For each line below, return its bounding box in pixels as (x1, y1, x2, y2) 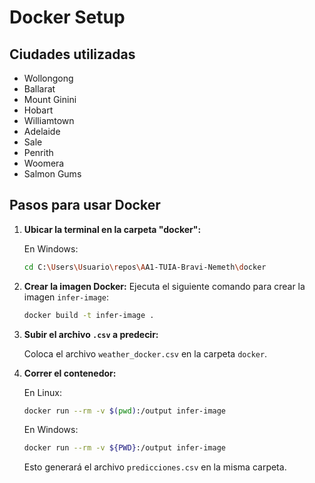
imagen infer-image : (23, 291, 110, 303)
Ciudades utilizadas (9, 46, 136, 63)
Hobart (23, 104, 54, 116)
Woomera (23, 157, 65, 169)
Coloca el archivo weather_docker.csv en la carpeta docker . (23, 347, 268, 360)
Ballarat (23, 83, 56, 95)
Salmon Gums (23, 168, 82, 180)
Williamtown (23, 115, 75, 126)
